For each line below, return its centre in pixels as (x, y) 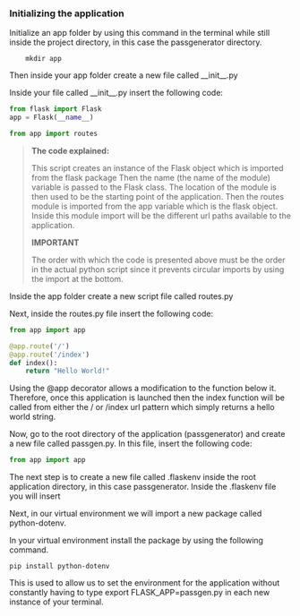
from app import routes (54, 134)
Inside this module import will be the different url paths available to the (161, 215)
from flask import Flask (56, 109)
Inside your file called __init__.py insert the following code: (116, 93)
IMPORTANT (55, 242)
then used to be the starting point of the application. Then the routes (158, 196)
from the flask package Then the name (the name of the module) (150, 177)
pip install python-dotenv (60, 567)
